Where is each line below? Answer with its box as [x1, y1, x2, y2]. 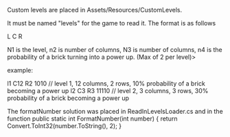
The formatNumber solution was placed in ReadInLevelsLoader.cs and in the [7, 108, 223, 115]
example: [7, 66, 33, 74]
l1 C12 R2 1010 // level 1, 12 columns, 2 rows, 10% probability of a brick [7, 79, 206, 88]
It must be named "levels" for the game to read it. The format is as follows [7, 19, 216, 27]
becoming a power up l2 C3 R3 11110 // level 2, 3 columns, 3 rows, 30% [7, 87, 209, 95]
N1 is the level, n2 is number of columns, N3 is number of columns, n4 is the [7, 46, 223, 53]
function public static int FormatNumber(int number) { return [7, 114, 178, 123]
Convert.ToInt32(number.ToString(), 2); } [7, 122, 122, 129]
